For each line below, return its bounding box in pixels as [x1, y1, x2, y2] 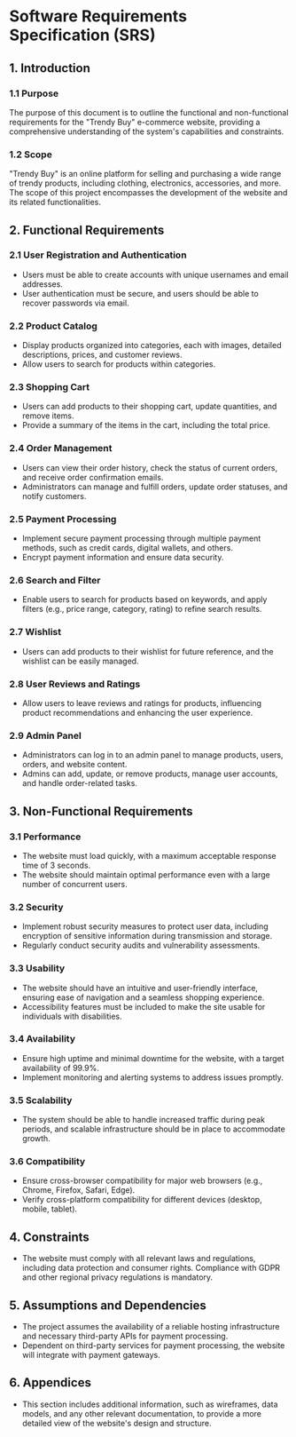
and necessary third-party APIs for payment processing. [21, 1330, 229, 1342]
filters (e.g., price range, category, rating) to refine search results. [21, 604, 262, 615]
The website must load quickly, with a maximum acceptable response [21, 850, 277, 861]
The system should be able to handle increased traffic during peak [21, 1115, 266, 1125]
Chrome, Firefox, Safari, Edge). [21, 1185, 136, 1195]
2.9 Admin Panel [9, 729, 82, 742]
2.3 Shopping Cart [9, 381, 90, 393]
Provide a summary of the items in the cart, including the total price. [21, 420, 270, 431]
